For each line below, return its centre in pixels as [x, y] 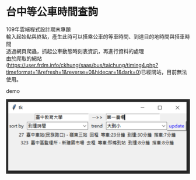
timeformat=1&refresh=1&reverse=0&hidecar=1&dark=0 [73, 72]
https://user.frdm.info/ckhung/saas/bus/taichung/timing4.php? [83, 65]
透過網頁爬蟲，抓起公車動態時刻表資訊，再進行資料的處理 [75, 51]
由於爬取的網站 [24, 58]
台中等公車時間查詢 [52, 12]
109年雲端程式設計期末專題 [38, 29]
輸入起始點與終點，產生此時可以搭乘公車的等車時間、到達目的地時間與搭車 [95, 36]
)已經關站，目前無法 [163, 72]
